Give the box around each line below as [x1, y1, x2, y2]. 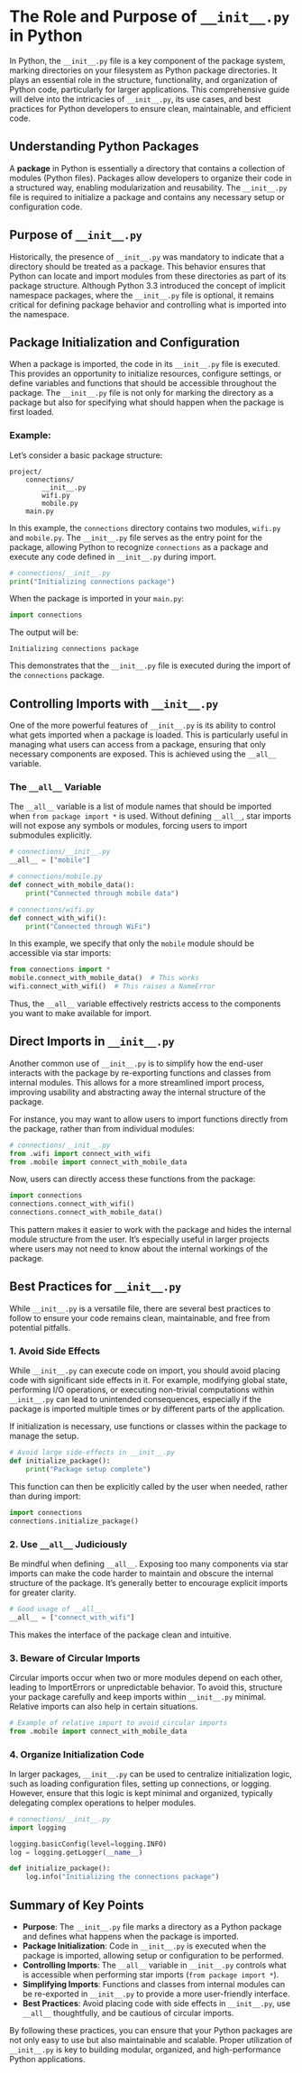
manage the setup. [9, 1431, 79, 1442]
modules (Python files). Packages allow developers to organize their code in [9, 172, 292, 183]
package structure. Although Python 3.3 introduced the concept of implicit [9, 280, 286, 290]
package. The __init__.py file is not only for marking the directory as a [9, 388, 273, 399]
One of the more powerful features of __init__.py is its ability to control [9, 720, 277, 731]
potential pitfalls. [9, 1322, 71, 1333]
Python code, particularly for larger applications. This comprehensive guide [9, 84, 290, 95]
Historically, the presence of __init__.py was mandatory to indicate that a [9, 251, 285, 262]
